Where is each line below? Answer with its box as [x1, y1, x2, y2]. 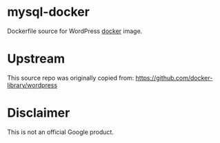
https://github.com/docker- [135, 74, 213, 82]
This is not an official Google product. [7, 128, 114, 136]
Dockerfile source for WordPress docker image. [7, 27, 143, 35]
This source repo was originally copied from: [7, 74, 134, 82]
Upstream [7, 51, 66, 67]
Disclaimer [7, 105, 70, 121]
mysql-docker [7, 4, 90, 20]
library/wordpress [7, 80, 57, 89]
